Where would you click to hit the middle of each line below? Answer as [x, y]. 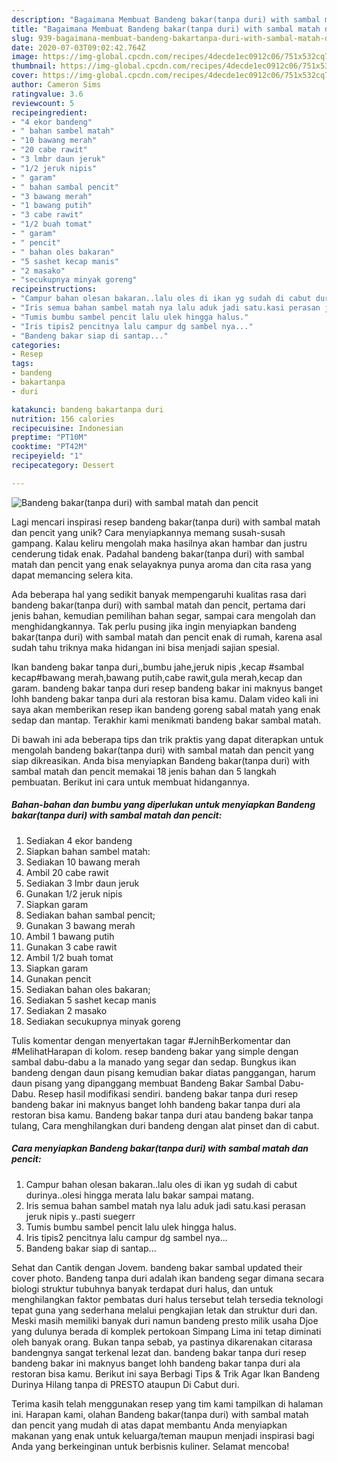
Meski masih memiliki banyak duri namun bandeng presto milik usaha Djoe [165, 1320]
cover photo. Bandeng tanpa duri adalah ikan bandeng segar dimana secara [168, 1278]
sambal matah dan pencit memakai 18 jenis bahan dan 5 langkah [144, 771]
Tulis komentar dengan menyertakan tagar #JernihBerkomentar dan [151, 1040]
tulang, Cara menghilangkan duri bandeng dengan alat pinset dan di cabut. [165, 1125]
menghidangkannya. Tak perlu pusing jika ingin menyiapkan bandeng [154, 626]
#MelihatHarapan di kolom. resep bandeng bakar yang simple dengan [155, 1051]
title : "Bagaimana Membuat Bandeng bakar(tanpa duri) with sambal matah [166, 29]
